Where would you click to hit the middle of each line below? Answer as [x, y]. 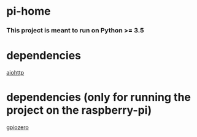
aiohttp [15, 73]
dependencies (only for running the [99, 98]
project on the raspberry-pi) [79, 110]
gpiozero [17, 127]
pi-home [29, 11]
